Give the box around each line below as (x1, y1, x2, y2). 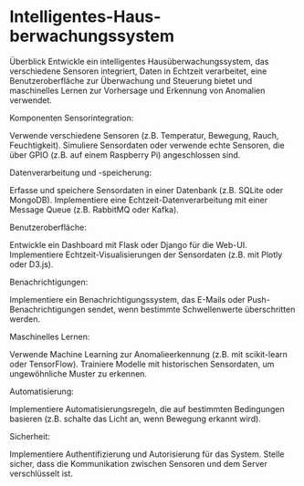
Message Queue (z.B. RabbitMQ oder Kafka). (9, 203, 180, 215)
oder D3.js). (9, 258, 54, 270)
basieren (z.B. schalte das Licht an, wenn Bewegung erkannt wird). (9, 413, 262, 424)
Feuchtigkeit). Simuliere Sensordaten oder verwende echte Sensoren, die (9, 140, 285, 150)
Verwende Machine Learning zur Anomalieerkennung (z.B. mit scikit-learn (9, 348, 288, 359)
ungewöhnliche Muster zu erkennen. (9, 367, 148, 379)
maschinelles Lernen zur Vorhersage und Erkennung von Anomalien (9, 85, 266, 96)
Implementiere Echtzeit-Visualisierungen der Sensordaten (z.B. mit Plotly (9, 249, 283, 260)
